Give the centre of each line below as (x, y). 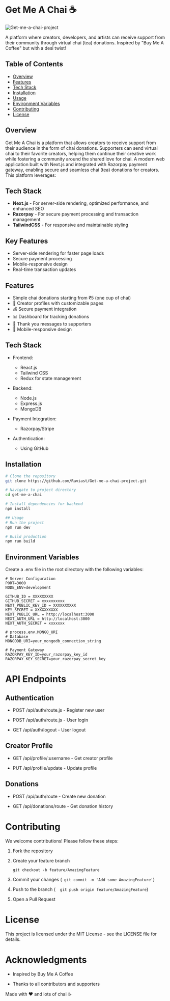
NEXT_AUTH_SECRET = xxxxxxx (35, 624)
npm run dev (18, 527)
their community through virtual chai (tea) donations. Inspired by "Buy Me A (84, 43)
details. (13, 939)
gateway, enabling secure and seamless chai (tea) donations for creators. (82, 170)
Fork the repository (33, 851)
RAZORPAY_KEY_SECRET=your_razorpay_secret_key (55, 659)
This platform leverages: (31, 175)
